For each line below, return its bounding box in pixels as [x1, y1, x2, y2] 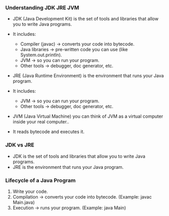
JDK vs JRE [5, 141, 35, 148]
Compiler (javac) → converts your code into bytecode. [20, 41, 135, 47]
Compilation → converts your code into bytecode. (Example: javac [12, 193, 152, 200]
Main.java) [12, 199, 35, 205]
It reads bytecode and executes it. [12, 128, 85, 135]
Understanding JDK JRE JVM [5, 4, 80, 11]
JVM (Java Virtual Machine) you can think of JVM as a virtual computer [12, 113, 163, 119]
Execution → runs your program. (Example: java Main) [12, 204, 126, 211]
